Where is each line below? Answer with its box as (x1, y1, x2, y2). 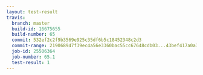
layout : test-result (6, 8, 59, 15)
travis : (6, 15, 26, 21)
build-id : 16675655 (11, 25, 61, 32)
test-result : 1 (11, 59, 50, 65)
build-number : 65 (11, 31, 56, 37)
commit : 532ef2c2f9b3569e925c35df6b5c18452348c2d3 (11, 37, 142, 43)
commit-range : (11, 43, 47, 49)
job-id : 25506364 (11, 48, 56, 54)
